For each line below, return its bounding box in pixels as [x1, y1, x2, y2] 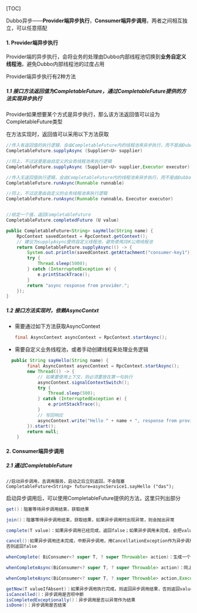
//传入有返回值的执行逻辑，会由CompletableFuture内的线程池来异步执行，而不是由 [6, 142, 183, 149]
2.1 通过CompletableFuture [6, 462, 73, 469]
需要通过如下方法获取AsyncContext [14, 323, 101, 330]
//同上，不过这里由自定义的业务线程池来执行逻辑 [6, 190, 107, 196]
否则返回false [6, 544, 37, 550]
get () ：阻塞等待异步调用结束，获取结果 [6, 506, 90, 512]
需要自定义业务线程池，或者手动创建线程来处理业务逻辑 [14, 346, 148, 353]
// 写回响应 [37, 412, 63, 418]
